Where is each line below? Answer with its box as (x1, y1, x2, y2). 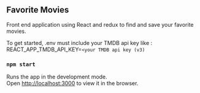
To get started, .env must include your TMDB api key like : (6, 39, 153, 46)
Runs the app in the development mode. (6, 73, 107, 81)
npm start (6, 61, 36, 67)
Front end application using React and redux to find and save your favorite (6, 21, 194, 28)
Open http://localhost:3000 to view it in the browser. (6, 80, 139, 87)
